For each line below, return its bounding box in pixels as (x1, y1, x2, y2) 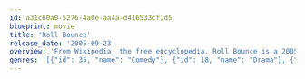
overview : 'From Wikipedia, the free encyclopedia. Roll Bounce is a (9, 47, 279, 56)
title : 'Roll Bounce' (9, 30, 92, 39)
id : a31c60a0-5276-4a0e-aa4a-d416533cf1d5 (9, 13, 172, 23)
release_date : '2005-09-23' (9, 38, 116, 48)
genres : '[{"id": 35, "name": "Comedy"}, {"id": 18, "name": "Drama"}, (9, 55, 286, 64)
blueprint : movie (9, 22, 75, 31)
